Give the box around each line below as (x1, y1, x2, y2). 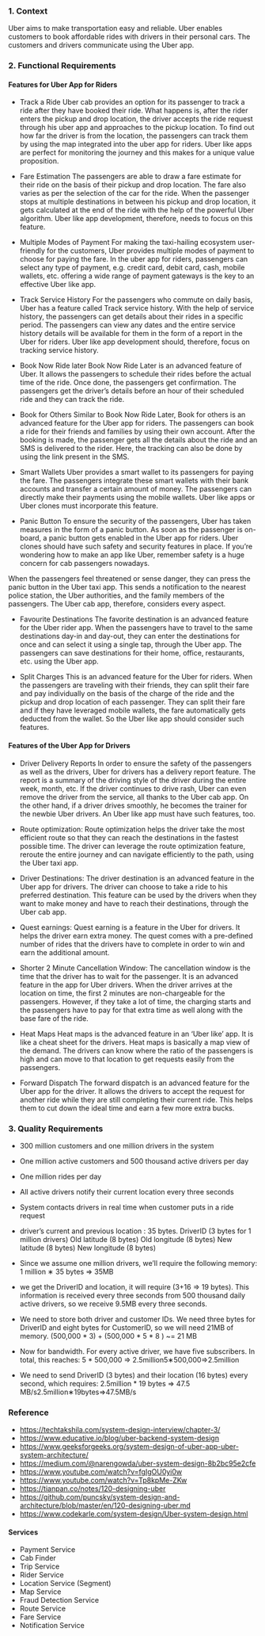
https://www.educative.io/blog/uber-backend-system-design (19, 1433, 220, 1443)
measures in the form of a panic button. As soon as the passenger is (19, 525, 243, 534)
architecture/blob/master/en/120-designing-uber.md (19, 1500, 191, 1511)
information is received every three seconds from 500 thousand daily (19, 1290, 246, 1300)
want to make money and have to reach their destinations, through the (19, 898, 249, 908)
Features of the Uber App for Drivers (8, 741, 131, 751)
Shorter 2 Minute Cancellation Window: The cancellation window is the (19, 963, 251, 973)
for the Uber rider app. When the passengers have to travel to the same (19, 623, 253, 633)
